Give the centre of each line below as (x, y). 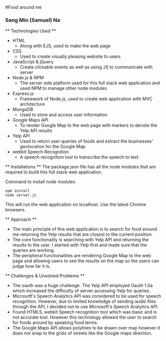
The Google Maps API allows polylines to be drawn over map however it (86, 328)
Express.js (23, 94)
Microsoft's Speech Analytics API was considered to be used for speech (87, 296)
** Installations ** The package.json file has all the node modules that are (81, 167)
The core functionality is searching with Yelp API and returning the (81, 240)
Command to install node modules (40, 182)
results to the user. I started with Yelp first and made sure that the (80, 245)
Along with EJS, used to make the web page (65, 46)
